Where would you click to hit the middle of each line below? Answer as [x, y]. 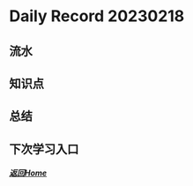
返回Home [28, 173]
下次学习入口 [44, 149]
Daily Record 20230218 [97, 16]
